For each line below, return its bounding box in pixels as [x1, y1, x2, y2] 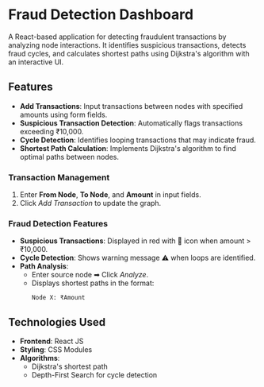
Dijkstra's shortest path [31, 362, 109, 371]
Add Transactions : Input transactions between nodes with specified [19, 101, 243, 110]
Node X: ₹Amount [31, 294, 86, 302]
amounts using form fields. [19, 110, 108, 119]
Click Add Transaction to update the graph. [19, 199, 162, 208]
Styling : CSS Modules [19, 345, 93, 354]
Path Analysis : [19, 261, 69, 271]
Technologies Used [8, 315, 105, 329]
